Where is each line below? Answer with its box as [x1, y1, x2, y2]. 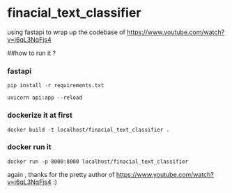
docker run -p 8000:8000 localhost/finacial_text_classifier [7, 158, 189, 165]
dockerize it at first [7, 110, 73, 120]
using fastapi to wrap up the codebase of [7, 28, 125, 36]
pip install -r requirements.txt [7, 82, 105, 89]
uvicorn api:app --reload [7, 94, 82, 102]
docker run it [7, 142, 52, 152]
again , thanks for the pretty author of [7, 170, 115, 178]
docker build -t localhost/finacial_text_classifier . [7, 126, 170, 133]
